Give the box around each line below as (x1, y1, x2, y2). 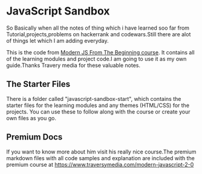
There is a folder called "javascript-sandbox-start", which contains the (6, 95, 181, 102)
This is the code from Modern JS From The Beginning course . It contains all (6, 48, 195, 56)
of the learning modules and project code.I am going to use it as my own (6, 55, 187, 62)
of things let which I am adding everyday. (6, 37, 109, 44)
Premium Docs (6, 132, 63, 143)
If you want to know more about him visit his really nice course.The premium (6, 148, 197, 155)
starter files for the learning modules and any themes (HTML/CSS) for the (6, 101, 189, 109)
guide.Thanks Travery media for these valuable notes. (6, 62, 141, 69)
